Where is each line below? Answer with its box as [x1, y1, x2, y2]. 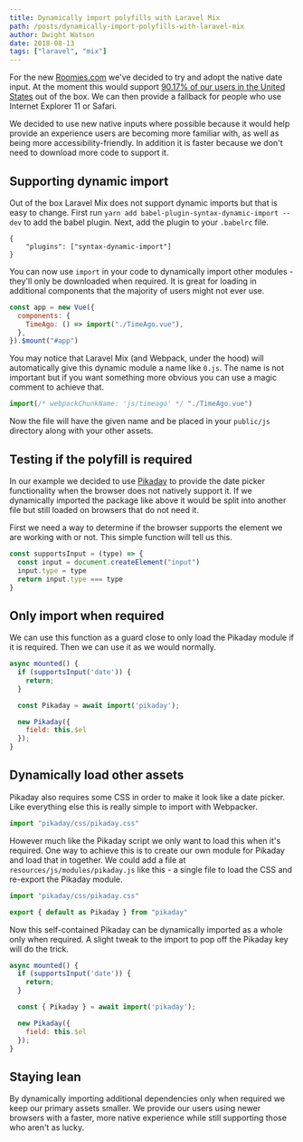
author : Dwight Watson [9, 30, 95, 39]
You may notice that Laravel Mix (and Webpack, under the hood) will [9, 353, 264, 363]
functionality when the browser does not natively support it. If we [9, 486, 252, 496]
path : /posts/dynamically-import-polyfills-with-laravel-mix [9, 22, 245, 31]
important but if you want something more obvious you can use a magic [9, 373, 278, 383]
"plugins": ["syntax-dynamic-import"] [25, 242, 172, 251]
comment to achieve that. [9, 382, 105, 392]
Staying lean [9, 1069, 81, 1084]
